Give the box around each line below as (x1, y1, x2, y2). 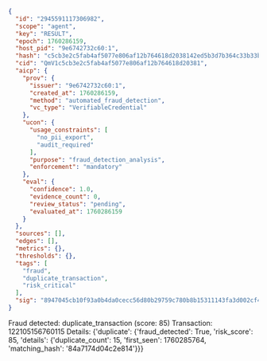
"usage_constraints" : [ (29, 126, 109, 134)
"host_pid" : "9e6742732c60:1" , (15, 45, 119, 53)
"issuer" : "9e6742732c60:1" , (29, 81, 126, 89)
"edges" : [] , (15, 237, 59, 245)
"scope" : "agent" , (15, 22, 77, 30)
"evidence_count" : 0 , (29, 192, 102, 201)
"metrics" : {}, (15, 245, 66, 253)
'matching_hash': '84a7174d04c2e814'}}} (8, 343, 145, 353)
